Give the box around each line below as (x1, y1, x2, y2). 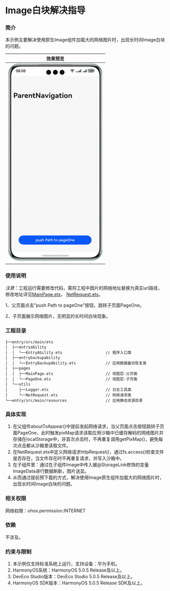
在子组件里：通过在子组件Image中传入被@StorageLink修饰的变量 (12, 462, 149, 468)
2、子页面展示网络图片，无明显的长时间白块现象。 (5, 313, 111, 319)
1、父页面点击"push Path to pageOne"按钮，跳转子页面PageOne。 (5, 302, 145, 308)
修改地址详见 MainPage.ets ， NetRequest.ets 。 (5, 291, 103, 297)
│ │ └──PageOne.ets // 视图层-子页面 (5, 376, 137, 381)
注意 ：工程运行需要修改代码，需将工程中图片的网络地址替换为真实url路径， (5, 285, 163, 291)
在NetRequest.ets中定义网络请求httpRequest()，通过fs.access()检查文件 (12, 449, 164, 455)
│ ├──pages (5, 366, 31, 371)
